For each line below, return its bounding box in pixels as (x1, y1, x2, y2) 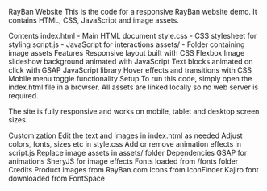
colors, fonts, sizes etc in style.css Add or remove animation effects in (8, 139, 242, 148)
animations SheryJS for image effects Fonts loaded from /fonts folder (8, 156, 239, 166)
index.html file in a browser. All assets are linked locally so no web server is (8, 82, 259, 92)
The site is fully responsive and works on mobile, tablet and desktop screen (8, 106, 260, 116)
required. (8, 91, 39, 100)
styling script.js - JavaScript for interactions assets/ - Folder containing (8, 39, 245, 49)
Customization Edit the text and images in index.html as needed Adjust (8, 131, 244, 140)
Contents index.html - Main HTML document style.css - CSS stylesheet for (8, 31, 257, 40)
